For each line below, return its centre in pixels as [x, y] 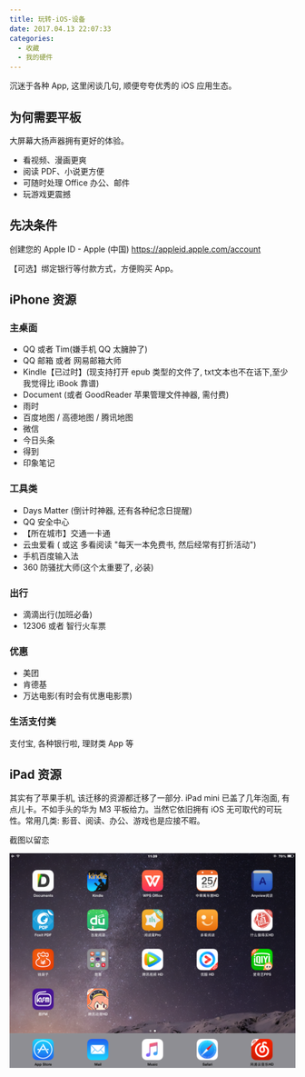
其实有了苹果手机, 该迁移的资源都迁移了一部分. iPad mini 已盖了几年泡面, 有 [150, 798]
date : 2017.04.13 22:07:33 [60, 29]
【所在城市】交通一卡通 [66, 533]
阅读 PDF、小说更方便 [64, 171]
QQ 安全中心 [46, 522]
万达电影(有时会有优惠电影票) [78, 696]
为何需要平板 [45, 117]
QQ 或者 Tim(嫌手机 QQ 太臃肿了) [85, 349]
